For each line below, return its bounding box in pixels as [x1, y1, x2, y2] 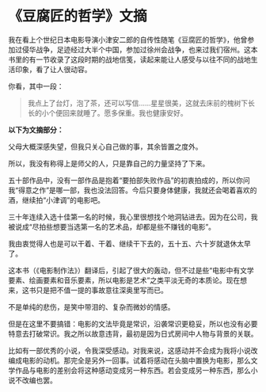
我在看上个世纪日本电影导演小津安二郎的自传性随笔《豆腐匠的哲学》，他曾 [8, 35, 248, 44]
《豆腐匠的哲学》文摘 [8, 7, 148, 25]
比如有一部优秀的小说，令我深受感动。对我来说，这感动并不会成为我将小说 [8, 345, 251, 355]
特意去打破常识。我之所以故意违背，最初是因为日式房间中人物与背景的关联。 [8, 329, 258, 338]
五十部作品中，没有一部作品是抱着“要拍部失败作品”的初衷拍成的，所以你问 [8, 175, 251, 185]
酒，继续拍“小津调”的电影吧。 [8, 195, 105, 204]
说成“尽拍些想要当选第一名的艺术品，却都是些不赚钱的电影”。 [14, 222, 216, 231]
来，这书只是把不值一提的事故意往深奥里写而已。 [8, 285, 168, 295]
